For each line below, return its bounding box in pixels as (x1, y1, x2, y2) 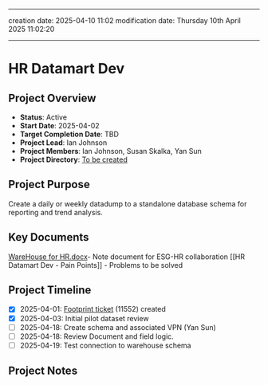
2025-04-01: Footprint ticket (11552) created (19, 304, 166, 314)
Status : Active (19, 112, 68, 122)
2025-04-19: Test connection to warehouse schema (19, 340, 191, 350)
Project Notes (8, 364, 78, 378)
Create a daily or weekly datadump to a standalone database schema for (8, 198, 247, 208)
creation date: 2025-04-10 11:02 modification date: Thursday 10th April (8, 16, 241, 25)
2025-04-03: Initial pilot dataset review (19, 313, 149, 323)
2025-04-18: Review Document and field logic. (19, 332, 174, 341)
